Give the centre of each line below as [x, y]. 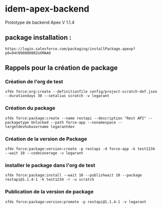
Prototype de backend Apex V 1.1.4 [40, 22]
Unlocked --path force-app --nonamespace [73, 122]
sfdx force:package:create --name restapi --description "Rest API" [76, 118]
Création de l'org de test [34, 82]
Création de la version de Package [46, 139]
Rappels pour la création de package [61, 68]
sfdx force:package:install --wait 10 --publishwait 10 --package [73, 176]
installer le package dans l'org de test [50, 165]
